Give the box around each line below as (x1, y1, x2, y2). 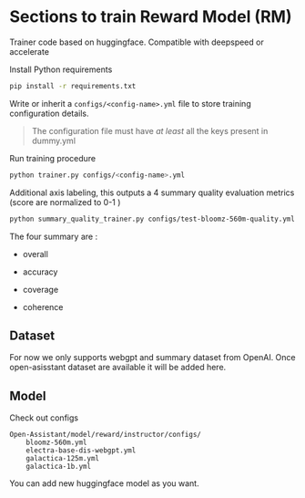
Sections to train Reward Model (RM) (9, 6, 292, 27)
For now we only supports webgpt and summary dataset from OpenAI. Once (9, 352, 296, 363)
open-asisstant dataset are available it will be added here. (9, 362, 227, 373)
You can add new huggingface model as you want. (9, 478, 199, 489)
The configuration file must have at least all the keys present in (31, 125, 269, 136)
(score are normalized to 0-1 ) (9, 196, 121, 207)
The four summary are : (9, 231, 98, 242)
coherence (22, 301, 64, 312)
